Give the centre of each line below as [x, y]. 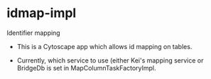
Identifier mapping [34, 33]
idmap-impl [42, 13]
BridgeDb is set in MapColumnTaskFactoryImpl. [87, 68]
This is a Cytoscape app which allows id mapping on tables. [104, 46]
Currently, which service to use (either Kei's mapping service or [110, 60]
